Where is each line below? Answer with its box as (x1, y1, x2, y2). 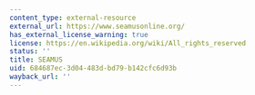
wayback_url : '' (9, 72, 71, 81)
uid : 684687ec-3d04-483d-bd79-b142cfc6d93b (9, 64, 178, 73)
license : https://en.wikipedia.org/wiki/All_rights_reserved (9, 38, 247, 48)
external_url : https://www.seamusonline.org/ (9, 22, 185, 31)
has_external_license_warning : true (9, 30, 148, 39)
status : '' (9, 47, 51, 56)
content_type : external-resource (9, 13, 137, 23)
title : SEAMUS (9, 55, 64, 64)
